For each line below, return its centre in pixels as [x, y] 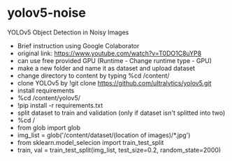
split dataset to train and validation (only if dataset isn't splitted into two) [121, 113]
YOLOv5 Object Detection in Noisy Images [68, 32]
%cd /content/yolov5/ [49, 98]
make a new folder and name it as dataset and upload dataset [106, 68]
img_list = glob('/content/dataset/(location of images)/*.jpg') [104, 135]
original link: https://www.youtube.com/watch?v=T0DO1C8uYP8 [109, 53]
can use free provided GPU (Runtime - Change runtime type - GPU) [114, 60]
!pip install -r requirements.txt [60, 105]
